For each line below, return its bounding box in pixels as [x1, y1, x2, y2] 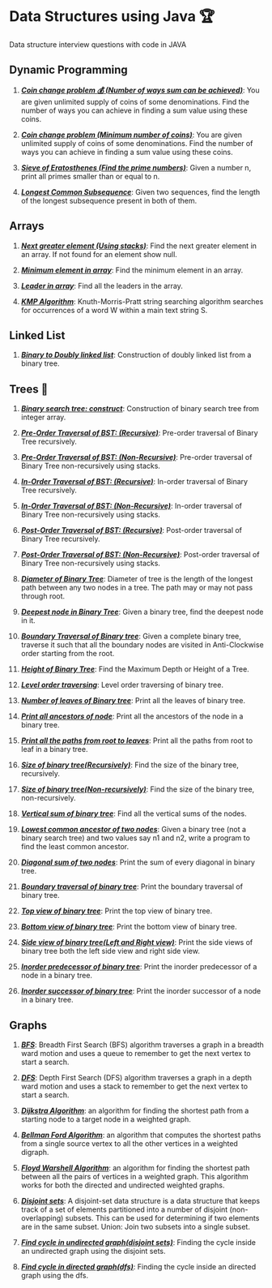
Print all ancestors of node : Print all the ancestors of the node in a [20, 711, 244, 721]
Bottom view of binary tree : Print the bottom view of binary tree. [20, 922, 237, 932]
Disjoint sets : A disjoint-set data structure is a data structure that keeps [20, 1196, 261, 1205]
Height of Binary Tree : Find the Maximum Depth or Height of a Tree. [20, 664, 249, 674]
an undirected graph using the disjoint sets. [20, 1247, 166, 1256]
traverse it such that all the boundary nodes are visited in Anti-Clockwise [20, 640, 264, 650]
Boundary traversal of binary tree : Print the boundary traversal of [20, 882, 244, 891]
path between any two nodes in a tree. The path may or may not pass [20, 582, 253, 593]
